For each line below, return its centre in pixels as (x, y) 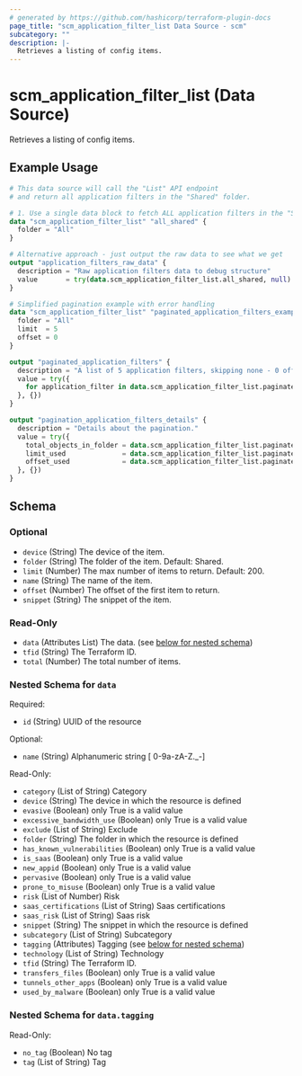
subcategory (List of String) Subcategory (97, 935)
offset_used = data (86, 462)
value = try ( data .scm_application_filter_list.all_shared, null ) (155, 280)
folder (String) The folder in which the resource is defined (130, 839)
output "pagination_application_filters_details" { (108, 420)
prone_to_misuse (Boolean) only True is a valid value (119, 887)
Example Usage (54, 168)
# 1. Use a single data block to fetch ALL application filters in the (146, 213)
